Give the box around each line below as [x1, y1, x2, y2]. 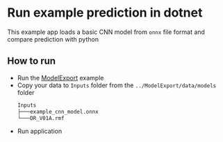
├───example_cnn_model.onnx [17, 108, 99, 115]
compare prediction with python [7, 35, 99, 43]
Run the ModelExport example [17, 73, 104, 82]
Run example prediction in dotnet [7, 5, 203, 21]
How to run [7, 55, 56, 67]
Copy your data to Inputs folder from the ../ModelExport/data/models [17, 81, 217, 89]
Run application [17, 127, 63, 136]
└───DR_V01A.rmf [17, 114, 65, 122]
